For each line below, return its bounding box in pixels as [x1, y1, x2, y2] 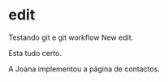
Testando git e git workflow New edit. [8, 32, 134, 42]
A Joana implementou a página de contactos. [8, 63, 161, 74]
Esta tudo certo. [8, 48, 62, 58]
